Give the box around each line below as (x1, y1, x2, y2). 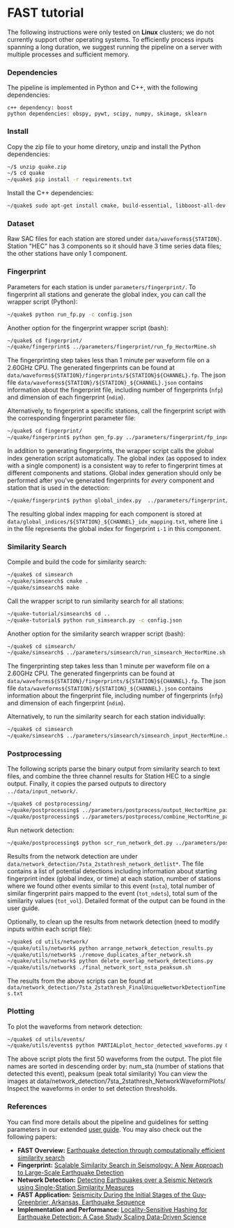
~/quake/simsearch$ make (7, 584, 79, 591)
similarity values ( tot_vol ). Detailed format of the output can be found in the (7, 896, 226, 905)
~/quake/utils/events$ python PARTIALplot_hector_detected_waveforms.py (7, 1042, 223, 1050)
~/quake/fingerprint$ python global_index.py (7, 497, 141, 504)
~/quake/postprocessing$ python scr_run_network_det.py (7, 839, 173, 846)
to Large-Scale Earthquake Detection (17, 1168, 124, 1176)
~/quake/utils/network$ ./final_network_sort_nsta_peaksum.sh (7, 964, 192, 972)
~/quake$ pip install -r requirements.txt (7, 176, 132, 183)
